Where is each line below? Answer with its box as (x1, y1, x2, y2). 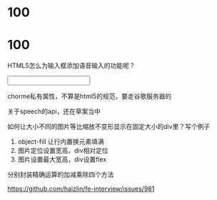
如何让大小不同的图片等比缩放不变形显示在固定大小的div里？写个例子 (7, 122, 211, 131)
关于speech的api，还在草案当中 (7, 107, 101, 116)
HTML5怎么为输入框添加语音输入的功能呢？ (7, 61, 136, 70)
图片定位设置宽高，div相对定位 (17, 147, 108, 155)
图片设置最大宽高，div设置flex (17, 155, 107, 164)
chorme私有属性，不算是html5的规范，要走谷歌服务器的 (7, 92, 172, 100)
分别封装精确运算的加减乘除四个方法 (7, 170, 114, 179)
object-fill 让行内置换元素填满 (17, 137, 105, 146)
